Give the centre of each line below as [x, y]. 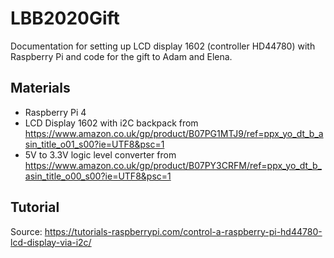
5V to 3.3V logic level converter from [100, 154]
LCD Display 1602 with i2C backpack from [111, 123]
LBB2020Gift [65, 18]
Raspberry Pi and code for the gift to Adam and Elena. [121, 56]
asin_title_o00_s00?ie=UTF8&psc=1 [98, 176]
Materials [40, 88]
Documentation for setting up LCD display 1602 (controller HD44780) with [163, 46]
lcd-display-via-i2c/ [51, 242]
